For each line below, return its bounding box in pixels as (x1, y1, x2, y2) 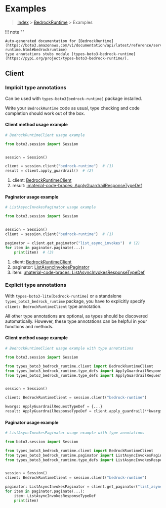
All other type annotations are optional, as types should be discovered (5, 313, 148, 319)
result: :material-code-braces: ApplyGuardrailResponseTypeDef (12, 183, 142, 189)
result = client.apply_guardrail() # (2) (5, 168, 94, 173)
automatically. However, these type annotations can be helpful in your (5, 318, 147, 324)
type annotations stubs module (5, 51, 70, 56)
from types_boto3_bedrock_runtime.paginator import (5, 453, 114, 458)
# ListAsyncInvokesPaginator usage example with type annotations (5, 430, 145, 436)
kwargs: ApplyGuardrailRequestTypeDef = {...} (5, 404, 103, 409)
